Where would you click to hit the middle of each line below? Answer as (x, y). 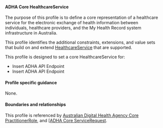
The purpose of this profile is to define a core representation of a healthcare (82, 17)
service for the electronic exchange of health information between (72, 23)
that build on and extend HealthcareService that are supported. (69, 48)
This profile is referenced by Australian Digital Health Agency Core (72, 115)
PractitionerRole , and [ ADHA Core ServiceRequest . (56, 120)
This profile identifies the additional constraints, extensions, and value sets (80, 42)
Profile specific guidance (31, 82)
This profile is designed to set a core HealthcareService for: (65, 57)
